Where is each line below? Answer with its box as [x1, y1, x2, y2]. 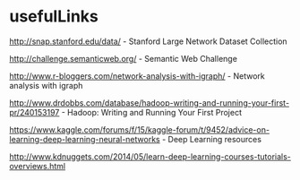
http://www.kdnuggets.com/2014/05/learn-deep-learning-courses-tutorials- [9, 150, 291, 162]
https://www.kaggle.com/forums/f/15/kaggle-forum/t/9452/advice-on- [9, 124, 270, 135]
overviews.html [9, 160, 65, 171]
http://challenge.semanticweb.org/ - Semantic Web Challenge [9, 53, 237, 64]
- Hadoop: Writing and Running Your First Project [61, 107, 242, 117]
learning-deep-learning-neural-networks [9, 133, 160, 144]
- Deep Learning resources [161, 133, 262, 144]
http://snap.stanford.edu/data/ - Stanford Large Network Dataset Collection [9, 36, 288, 47]
